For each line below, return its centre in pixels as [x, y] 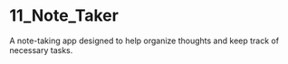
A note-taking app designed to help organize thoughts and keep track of [144, 41]
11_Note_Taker [64, 16]
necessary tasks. [41, 50]
